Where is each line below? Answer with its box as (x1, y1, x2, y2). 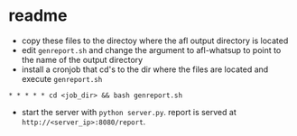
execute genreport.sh (21, 73, 103, 84)
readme (8, 5, 68, 26)
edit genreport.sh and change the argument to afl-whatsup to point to (21, 44, 282, 55)
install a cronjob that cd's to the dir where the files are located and (21, 64, 269, 75)
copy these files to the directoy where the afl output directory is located (21, 35, 289, 46)
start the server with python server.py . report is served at (21, 106, 237, 117)
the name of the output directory (21, 54, 144, 65)
